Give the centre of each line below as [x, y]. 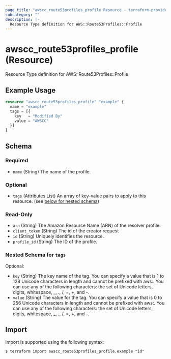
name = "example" [28, 107]
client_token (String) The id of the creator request [66, 231]
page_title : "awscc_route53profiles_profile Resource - [66, 10]
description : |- [22, 19]
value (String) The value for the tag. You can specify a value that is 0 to [87, 297]
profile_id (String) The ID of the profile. [55, 242]
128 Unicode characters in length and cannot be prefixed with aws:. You [88, 281]
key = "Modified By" [38, 116]
